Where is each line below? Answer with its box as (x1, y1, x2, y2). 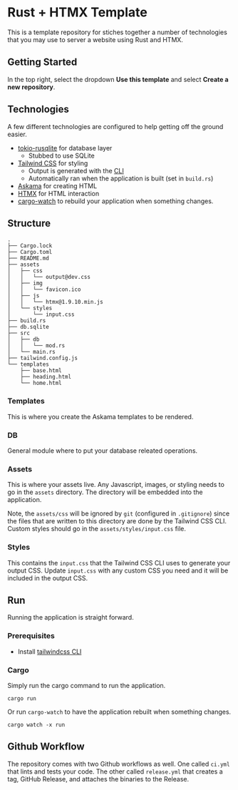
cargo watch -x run (7, 721, 66, 728)
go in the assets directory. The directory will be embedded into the (7, 488, 203, 496)
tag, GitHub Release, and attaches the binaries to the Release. (7, 774, 190, 783)
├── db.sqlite (7, 324, 50, 331)
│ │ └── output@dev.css (7, 274, 91, 281)
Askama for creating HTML (17, 181, 98, 190)
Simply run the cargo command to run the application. (7, 681, 166, 689)
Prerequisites (7, 631, 55, 641)
